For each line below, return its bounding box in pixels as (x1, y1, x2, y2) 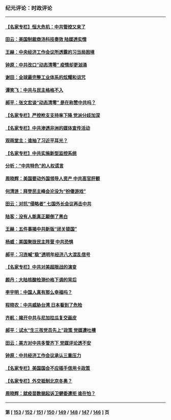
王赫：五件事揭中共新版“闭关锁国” (5, 226, 77, 232)
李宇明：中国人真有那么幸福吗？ (5, 289, 72, 295)
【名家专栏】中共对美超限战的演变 (5, 264, 77, 270)
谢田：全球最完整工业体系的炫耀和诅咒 (5, 74, 85, 80)
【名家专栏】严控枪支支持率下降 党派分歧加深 (5, 112, 100, 119)
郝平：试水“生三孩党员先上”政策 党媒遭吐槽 (5, 327, 96, 333)
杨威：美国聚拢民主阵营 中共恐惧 (5, 239, 74, 245)
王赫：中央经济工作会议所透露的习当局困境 (5, 49, 95, 55)
